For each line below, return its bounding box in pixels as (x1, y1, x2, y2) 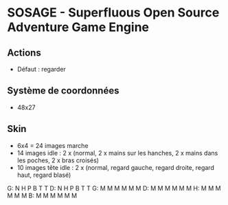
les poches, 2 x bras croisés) (16, 156, 100, 164)
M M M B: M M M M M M (7, 191, 78, 199)
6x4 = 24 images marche (16, 141, 89, 149)
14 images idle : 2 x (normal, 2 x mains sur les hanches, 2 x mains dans (16, 149, 218, 157)
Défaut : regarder (16, 65, 67, 73)
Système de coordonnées (7, 85, 119, 97)
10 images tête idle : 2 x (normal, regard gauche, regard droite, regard (16, 163, 214, 171)
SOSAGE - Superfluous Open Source (7, 5, 220, 21)
